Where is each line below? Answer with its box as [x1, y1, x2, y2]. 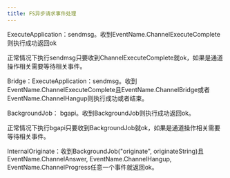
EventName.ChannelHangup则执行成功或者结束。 [7, 94, 148, 103]
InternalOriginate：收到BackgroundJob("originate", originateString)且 [7, 147, 204, 155]
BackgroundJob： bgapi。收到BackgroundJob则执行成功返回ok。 [7, 109, 195, 117]
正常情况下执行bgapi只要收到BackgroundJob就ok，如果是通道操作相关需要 [7, 123, 221, 132]
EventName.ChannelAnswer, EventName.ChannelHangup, [7, 154, 172, 163]
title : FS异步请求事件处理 [7, 10, 77, 17]
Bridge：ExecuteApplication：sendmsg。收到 [7, 77, 137, 85]
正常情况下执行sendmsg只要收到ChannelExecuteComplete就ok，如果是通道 [7, 53, 223, 62]
